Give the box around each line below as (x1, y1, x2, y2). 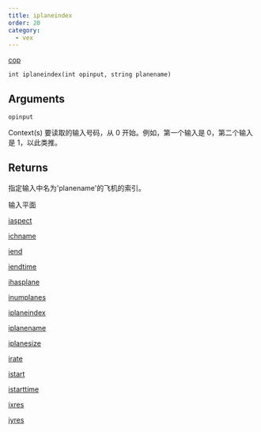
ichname (8, 231, 37, 241)
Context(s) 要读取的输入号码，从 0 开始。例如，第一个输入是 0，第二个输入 (8, 128, 253, 138)
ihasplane (8, 277, 40, 286)
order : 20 (8, 19, 41, 27)
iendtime (8, 262, 37, 271)
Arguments (8, 92, 66, 105)
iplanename (8, 323, 47, 332)
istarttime (8, 385, 40, 394)
